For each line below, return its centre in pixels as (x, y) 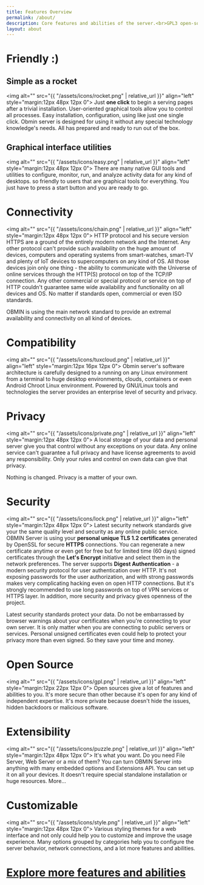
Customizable (42, 805)
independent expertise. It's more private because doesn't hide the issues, (98, 701)
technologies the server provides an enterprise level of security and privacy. (102, 392)
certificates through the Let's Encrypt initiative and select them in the (93, 557)
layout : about (24, 29)
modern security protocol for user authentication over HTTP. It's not (91, 570)
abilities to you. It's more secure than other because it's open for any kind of (102, 694)
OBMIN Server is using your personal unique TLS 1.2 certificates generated (102, 538)
